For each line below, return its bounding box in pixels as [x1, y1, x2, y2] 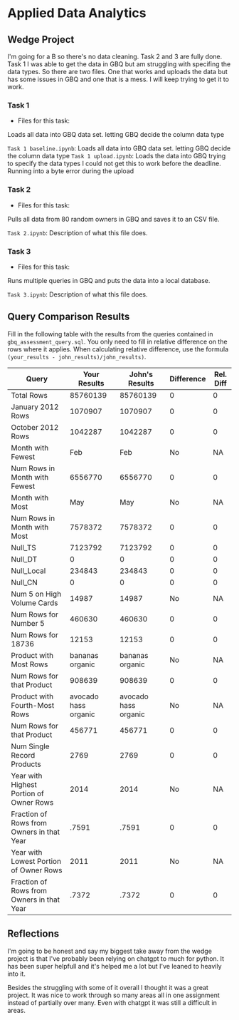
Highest [11, 779, 38, 789]
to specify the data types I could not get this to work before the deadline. [7, 159, 222, 168]
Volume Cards [11, 597, 58, 607]
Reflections [7, 928, 60, 940]
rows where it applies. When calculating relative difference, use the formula [7, 344, 229, 354]
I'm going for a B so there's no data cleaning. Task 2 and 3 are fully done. [7, 52, 223, 61]
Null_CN [11, 577, 38, 587]
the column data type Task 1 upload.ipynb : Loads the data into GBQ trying [7, 152, 226, 160]
